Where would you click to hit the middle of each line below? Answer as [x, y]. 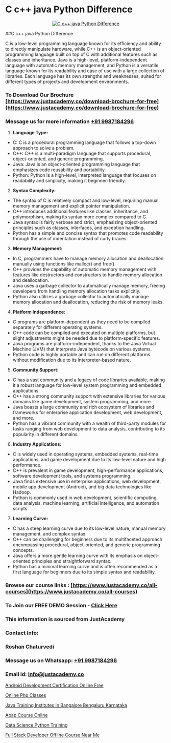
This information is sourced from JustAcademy [65, 619]
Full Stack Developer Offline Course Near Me [53, 735]
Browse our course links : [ [39, 585]
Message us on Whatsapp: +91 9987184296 [61, 661]
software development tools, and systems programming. [72, 476]
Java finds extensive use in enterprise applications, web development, [87, 481]
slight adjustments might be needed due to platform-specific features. [87, 338]
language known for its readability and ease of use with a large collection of [85, 71]
